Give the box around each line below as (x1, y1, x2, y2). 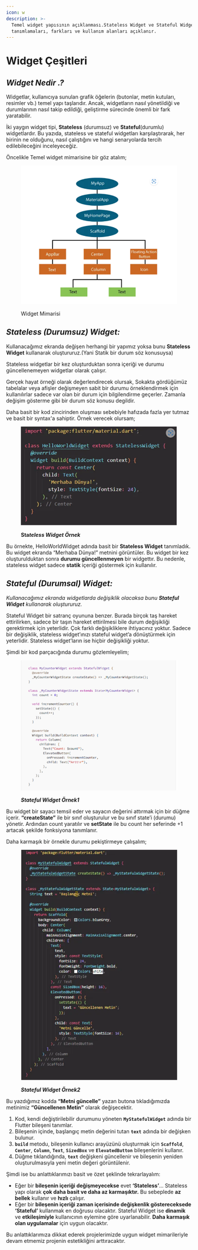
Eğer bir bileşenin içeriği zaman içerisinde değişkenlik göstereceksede (14, 1200, 192, 1208)
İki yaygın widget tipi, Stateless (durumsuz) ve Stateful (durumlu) (6, 124, 164, 131)
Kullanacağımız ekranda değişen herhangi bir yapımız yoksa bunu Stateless (6, 343, 190, 350)
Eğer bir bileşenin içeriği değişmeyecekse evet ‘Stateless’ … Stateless (14, 1182, 187, 1189)
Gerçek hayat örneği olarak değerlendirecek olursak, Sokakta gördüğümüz (6, 378, 187, 385)
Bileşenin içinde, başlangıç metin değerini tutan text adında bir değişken (14, 1127, 191, 1135)
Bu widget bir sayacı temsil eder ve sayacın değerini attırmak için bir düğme (6, 808, 190, 815)
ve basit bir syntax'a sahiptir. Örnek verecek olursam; (6, 415, 136, 422)
